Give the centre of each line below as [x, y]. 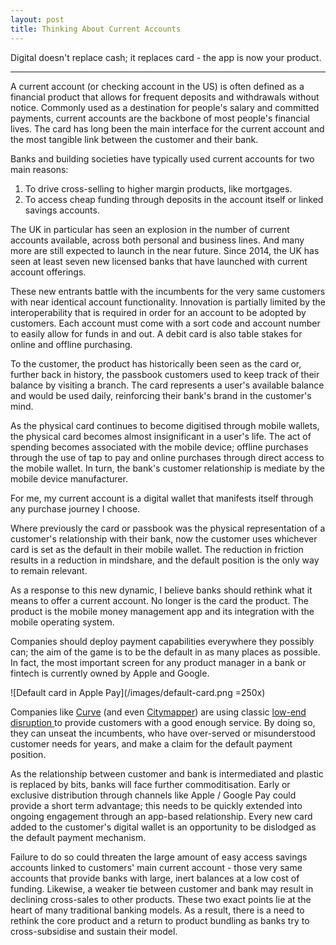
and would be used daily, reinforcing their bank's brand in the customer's [161, 395]
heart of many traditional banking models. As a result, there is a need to [157, 910]
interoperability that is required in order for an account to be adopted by [158, 312]
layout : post [37, 19]
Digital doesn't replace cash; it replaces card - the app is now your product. [166, 57]
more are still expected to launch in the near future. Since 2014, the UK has [165, 250]
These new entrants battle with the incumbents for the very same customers [168, 291]
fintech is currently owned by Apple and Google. [110, 673]
